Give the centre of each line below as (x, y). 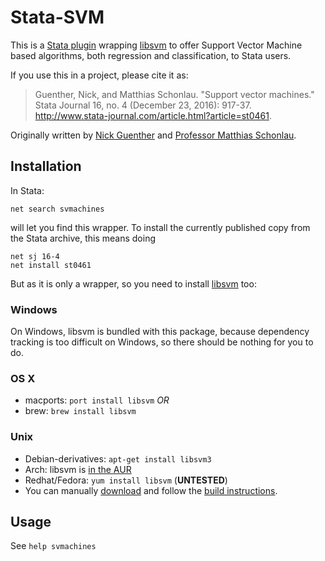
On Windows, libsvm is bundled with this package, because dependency (160, 332)
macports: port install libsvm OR (97, 400)
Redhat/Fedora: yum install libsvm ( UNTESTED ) (126, 480)
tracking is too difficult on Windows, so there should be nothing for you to (162, 342)
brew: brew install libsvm (80, 411)
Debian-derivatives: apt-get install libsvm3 (118, 458)
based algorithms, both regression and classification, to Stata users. (151, 55)
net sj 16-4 (35, 256)
